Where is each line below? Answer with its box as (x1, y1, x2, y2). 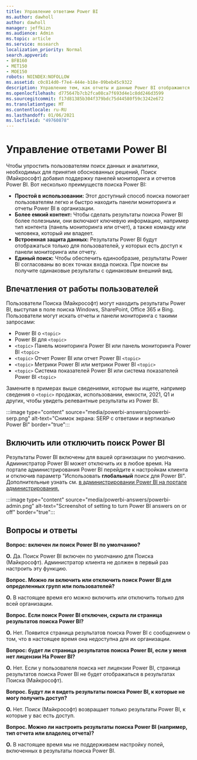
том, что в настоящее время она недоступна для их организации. (6, 635, 171, 642)
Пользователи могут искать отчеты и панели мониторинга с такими (6, 312, 178, 319)
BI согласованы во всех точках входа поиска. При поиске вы (14, 261, 168, 268)
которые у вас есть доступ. (6, 712, 75, 719)
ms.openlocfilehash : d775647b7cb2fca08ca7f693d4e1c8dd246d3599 (6, 90, 164, 96)
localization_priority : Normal (6, 47, 83, 53)
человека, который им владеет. (14, 230, 94, 237)
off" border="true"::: (6, 508, 56, 515)
